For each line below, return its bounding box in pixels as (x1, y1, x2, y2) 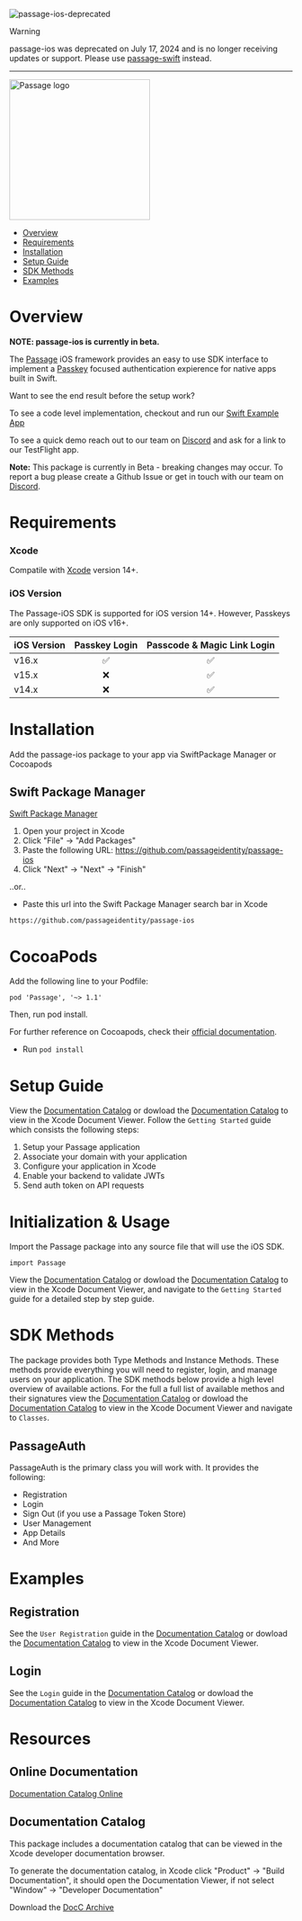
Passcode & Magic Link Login (147, 639, 276, 651)
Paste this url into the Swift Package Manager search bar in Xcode (22, 899, 268, 910)
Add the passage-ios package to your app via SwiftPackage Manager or (9, 749, 277, 759)
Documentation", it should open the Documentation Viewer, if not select (9, 1874, 275, 1885)
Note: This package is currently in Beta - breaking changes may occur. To (9, 462, 283, 472)
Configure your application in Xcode (22, 1161, 156, 1171)
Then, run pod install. (9, 1009, 88, 1020)
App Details (22, 1528, 66, 1539)
